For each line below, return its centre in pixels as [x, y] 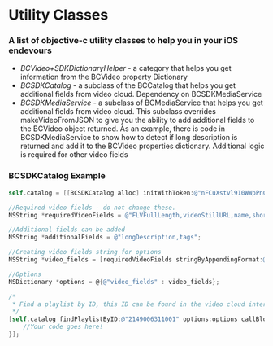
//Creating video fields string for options [85, 252]
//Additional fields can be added [67, 230]
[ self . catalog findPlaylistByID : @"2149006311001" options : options [123, 319]
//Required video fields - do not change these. [92, 208]
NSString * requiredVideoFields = [65, 215]
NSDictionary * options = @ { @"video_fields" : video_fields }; [114, 282]
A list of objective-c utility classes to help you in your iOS [123, 41]
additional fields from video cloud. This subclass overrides [118, 112]
